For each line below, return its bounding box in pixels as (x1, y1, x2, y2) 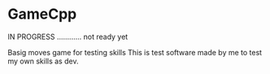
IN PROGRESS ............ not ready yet (7, 32, 128, 41)
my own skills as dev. (7, 56, 79, 66)
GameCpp (7, 5, 77, 24)
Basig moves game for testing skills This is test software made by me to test (7, 47, 262, 57)
